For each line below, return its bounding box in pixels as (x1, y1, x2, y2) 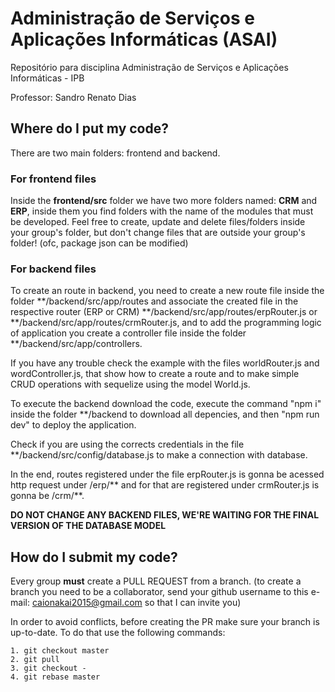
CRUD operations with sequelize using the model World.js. (10, 378, 251, 391)
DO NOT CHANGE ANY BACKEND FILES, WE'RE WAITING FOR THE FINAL (10, 509, 320, 521)
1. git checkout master (10, 646, 110, 656)
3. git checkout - (10, 663, 87, 674)
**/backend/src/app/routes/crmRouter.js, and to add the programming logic (10, 317, 322, 329)
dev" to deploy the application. (10, 419, 137, 431)
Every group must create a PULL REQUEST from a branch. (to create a (10, 575, 302, 587)
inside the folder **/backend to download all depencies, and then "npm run (10, 408, 320, 421)
